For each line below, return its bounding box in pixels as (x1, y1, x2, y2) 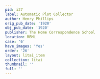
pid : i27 (5, 7, 23, 12)
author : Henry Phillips (5, 16, 54, 21)
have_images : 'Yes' (5, 44, 45, 49)
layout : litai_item (5, 53, 45, 58)
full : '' (5, 67, 23, 72)
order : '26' (5, 48, 29, 53)
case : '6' (5, 39, 25, 44)
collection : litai (5, 57, 43, 62)
